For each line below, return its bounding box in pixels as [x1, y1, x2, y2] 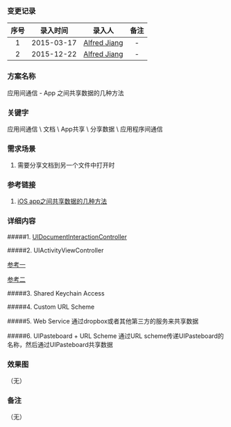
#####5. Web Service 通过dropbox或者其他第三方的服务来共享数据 [7, 316, 199, 325]
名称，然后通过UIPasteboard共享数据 [7, 340, 113, 348]
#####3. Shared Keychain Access [7, 289, 105, 297]
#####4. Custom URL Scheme [7, 303, 95, 311]
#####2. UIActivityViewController [7, 245, 104, 255]
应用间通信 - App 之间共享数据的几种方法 [7, 88, 125, 97]
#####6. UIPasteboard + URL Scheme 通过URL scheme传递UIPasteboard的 [7, 332, 224, 340]
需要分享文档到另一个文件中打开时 [17, 161, 115, 170]
